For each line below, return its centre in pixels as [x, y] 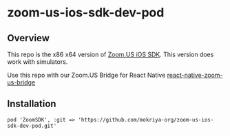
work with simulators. [38, 62]
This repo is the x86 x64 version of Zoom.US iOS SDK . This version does [111, 54]
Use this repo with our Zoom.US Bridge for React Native [86, 75]
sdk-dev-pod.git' [32, 126]
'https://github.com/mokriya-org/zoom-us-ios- [146, 120]
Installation [32, 104]
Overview [29, 38]
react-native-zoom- [195, 75]
